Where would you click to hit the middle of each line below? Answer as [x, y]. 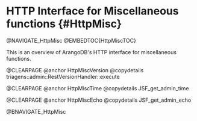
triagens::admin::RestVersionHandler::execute [63, 76]
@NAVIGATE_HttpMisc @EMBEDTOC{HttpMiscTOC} [71, 40]
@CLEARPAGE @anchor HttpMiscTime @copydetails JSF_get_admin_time [98, 88]
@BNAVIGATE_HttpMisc [36, 111]
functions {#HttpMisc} [64, 24]
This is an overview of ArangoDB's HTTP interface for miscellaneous [91, 52]
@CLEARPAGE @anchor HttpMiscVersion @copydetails [75, 70]
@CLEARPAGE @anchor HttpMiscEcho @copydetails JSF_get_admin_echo [99, 100]
